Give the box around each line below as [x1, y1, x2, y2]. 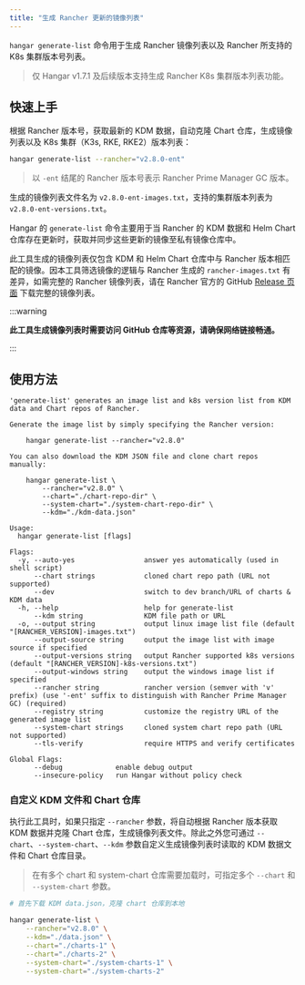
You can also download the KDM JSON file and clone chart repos [9, 452, 259, 461]
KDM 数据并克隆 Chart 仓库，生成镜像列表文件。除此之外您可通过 [9, 827, 255, 838]
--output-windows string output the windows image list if [33, 667, 275, 677]
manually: [9, 460, 47, 469]
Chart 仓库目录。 [26, 850, 91, 861]
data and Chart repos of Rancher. [9, 405, 141, 414]
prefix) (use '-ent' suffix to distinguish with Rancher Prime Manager [9, 692, 287, 701]
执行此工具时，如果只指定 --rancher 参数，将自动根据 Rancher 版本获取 [9, 816, 278, 827]
